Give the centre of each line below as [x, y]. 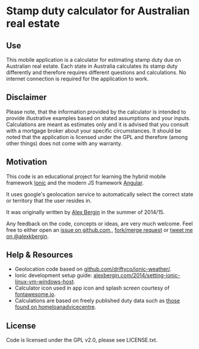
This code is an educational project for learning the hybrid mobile [86, 176]
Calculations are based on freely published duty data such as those [97, 301]
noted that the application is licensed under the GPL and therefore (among [97, 137]
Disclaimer [26, 97]
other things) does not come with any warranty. [64, 143]
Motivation [27, 162]
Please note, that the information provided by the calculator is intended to [96, 112]
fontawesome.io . [35, 294]
